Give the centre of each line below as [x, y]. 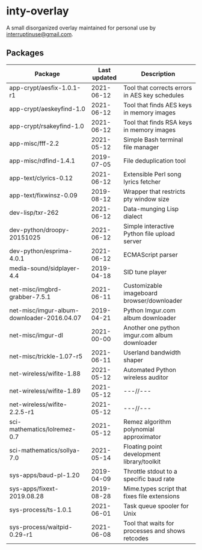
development [142, 454]
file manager [141, 147]
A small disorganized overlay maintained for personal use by [81, 28]
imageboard [140, 293]
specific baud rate [149, 478]
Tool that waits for [148, 523]
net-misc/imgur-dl [36, 335]
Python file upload [149, 233]
